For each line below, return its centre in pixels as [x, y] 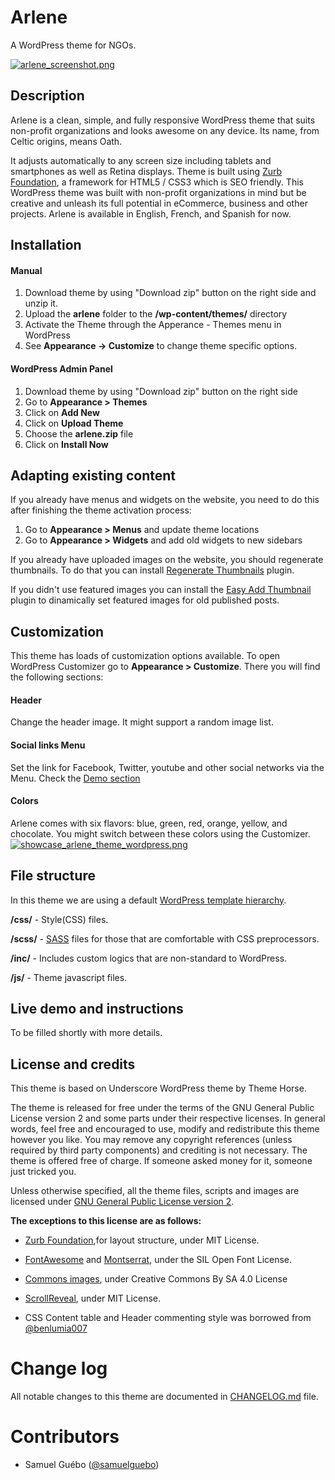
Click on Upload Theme [74, 423]
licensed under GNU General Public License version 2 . [122, 1202]
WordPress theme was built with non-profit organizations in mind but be [158, 192]
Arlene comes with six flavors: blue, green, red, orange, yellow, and [149, 823]
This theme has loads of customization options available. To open [145, 656]
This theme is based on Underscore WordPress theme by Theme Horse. [158, 1088]
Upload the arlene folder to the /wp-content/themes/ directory [156, 314]
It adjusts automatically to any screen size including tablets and [141, 160]
